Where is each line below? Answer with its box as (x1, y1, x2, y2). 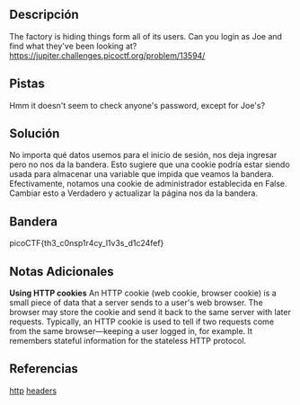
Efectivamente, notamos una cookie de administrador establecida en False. (9, 179, 287, 189)
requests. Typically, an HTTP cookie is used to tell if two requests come (9, 316, 275, 327)
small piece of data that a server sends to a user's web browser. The (9, 297, 263, 308)
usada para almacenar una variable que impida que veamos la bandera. (9, 169, 274, 180)
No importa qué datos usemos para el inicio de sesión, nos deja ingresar (9, 150, 278, 161)
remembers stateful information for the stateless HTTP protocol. (9, 336, 247, 347)
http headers (9, 385, 57, 396)
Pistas (9, 76, 45, 92)
